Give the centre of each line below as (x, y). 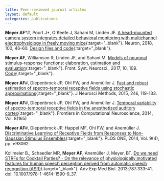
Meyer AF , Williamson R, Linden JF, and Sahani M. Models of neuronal (76, 58)
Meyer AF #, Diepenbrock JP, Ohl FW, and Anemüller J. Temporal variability (81, 103)
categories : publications (31, 19)
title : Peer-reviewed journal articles (46, 10)
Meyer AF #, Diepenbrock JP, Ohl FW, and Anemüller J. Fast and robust (77, 83)
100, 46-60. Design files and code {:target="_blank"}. (58, 48)
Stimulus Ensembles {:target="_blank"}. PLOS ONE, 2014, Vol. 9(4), (92, 138)
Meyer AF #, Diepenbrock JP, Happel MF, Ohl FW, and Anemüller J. (73, 128)
